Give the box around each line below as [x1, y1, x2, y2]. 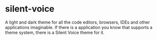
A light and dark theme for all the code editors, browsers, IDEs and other [5, 19, 150, 25]
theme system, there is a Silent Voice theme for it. [5, 29, 105, 35]
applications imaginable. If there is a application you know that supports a [5, 24, 153, 30]
